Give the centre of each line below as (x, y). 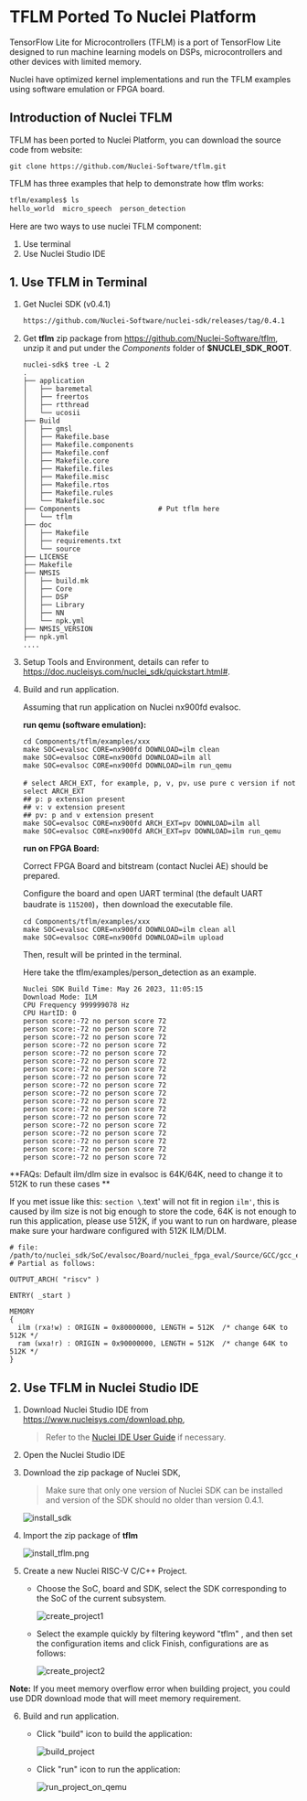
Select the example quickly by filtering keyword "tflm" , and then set (164, 1634)
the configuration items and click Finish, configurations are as (153, 1643)
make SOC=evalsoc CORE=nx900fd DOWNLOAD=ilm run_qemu (127, 766)
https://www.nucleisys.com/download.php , (104, 1419)
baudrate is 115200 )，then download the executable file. (127, 905)
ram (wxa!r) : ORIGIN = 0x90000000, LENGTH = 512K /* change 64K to (153, 1344)
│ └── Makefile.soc (64, 501)
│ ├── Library (53, 606)
